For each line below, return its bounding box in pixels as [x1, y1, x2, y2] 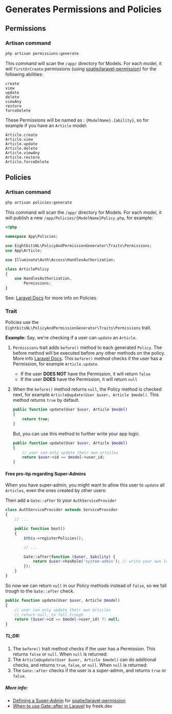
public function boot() [14, 526, 66, 532]
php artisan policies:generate [5, 200, 72, 206]
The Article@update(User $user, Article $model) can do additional [12, 657, 157, 663]
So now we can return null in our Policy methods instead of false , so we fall [5, 582, 167, 588]
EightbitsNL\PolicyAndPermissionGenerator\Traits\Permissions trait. [5, 324, 152, 331]
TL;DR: [5, 633, 20, 639]
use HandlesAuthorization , [14, 276, 72, 281]
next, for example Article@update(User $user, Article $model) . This [12, 392, 159, 398]
